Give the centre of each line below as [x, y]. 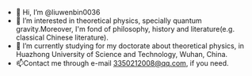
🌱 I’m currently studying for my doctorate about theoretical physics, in [130, 46]
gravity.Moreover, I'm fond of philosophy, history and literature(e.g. [125, 29]
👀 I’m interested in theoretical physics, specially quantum [109, 21]
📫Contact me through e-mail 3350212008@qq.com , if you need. [122, 63]
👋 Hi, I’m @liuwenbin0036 [58, 12]
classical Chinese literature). [62, 37]
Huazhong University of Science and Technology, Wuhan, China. [122, 54]
